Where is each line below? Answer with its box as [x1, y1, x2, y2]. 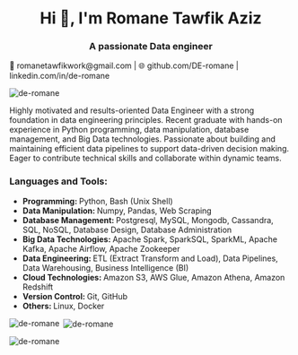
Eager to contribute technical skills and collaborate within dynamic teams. [9, 152, 283, 164]
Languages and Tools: [9, 175, 108, 187]
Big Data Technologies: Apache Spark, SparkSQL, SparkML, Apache [22, 233, 278, 245]
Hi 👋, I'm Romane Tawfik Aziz [39, 8, 262, 29]
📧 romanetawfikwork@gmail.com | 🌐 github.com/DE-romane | [9, 60, 240, 71]
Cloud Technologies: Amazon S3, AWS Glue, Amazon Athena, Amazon [22, 272, 285, 282]
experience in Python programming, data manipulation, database [9, 125, 250, 135]
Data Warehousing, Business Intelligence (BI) [22, 262, 189, 273]
